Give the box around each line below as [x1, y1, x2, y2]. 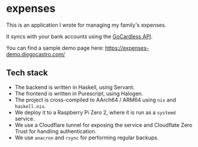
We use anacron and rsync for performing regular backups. [14, 134, 159, 141]
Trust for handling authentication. [14, 127, 97, 135]
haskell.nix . [14, 103, 46, 110]
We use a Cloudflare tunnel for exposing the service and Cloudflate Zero [14, 121, 193, 129]
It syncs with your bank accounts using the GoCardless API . [6, 33, 153, 40]
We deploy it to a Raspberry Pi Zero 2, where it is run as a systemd [14, 108, 177, 116]
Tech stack [6, 68, 48, 78]
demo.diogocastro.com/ [6, 50, 65, 57]
